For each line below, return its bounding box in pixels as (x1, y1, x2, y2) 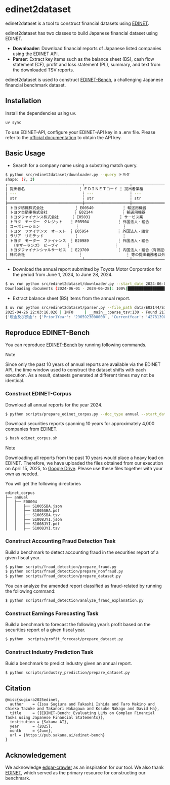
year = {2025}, (10, 724, 53, 729)
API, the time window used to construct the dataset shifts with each (5, 367, 146, 373)
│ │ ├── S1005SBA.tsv (5, 513, 60, 518)
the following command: (5, 588, 56, 594)
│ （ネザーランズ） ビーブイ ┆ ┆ (5, 243, 118, 248)
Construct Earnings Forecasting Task (5, 610, 99, 617)
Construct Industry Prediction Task (5, 649, 94, 656)
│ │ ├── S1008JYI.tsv (5, 526, 60, 531)
